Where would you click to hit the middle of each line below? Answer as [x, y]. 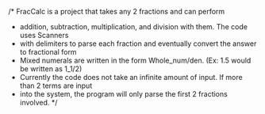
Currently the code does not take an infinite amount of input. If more [131, 77]
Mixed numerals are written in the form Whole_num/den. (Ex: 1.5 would [135, 60]
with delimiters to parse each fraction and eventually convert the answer [138, 44]
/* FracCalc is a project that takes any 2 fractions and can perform [117, 11]
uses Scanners [44, 35]
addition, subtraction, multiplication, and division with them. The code [134, 27]
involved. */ [38, 103]
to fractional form [48, 52]
